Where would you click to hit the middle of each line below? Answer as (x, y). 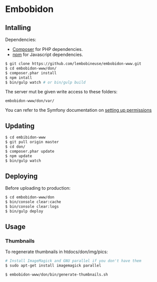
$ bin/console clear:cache (33, 202)
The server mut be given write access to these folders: (61, 92)
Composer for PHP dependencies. (48, 49)
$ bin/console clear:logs (32, 207)
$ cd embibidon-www (25, 138)
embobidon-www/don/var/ (30, 101)
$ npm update (19, 156)
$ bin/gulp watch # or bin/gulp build (45, 82)
